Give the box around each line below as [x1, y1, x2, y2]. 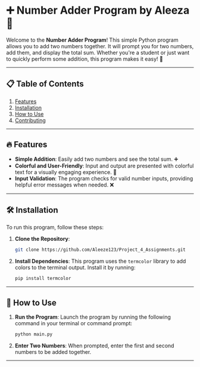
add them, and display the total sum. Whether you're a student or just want [6, 49, 190, 56]
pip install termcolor [14, 275, 71, 282]
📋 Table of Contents [6, 79, 85, 89]
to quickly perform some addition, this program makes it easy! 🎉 [6, 55, 164, 63]
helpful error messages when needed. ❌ [14, 181, 114, 188]
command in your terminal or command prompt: [14, 319, 133, 326]
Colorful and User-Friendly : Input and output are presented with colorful [14, 162, 194, 169]
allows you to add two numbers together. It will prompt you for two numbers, [6, 42, 194, 49]
